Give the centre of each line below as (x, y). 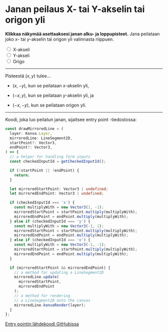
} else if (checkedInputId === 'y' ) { (50, 221)
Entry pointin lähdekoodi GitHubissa (42, 324)
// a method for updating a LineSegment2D (59, 272)
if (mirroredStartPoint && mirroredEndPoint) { (60, 268)
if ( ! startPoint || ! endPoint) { (44, 170)
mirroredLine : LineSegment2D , (41, 138)
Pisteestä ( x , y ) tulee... (28, 76)
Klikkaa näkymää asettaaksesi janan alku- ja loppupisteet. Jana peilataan (82, 34)
